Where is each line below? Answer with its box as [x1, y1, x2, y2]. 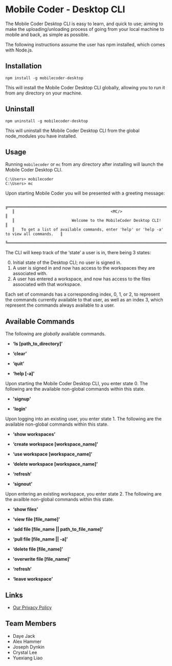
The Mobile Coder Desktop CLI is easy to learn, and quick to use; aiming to [5, 21, 163, 27]
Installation [5, 62, 42, 70]
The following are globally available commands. [5, 331, 106, 337]
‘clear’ [12, 351, 27, 357]
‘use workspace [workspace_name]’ [12, 451, 93, 458]
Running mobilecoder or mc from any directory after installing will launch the [5, 161, 164, 167]
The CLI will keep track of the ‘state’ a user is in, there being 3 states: [5, 250, 151, 256]
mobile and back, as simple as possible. [5, 31, 90, 37]
